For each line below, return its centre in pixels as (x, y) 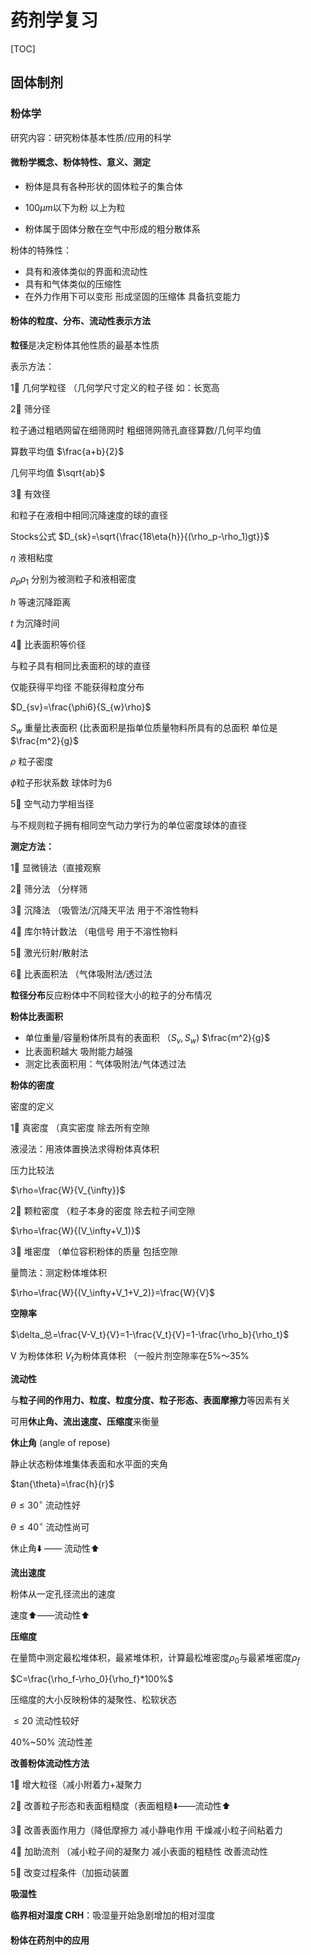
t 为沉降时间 (35, 623)
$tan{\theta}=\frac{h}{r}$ (62, 1484)
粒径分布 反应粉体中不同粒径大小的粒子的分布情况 (111, 995)
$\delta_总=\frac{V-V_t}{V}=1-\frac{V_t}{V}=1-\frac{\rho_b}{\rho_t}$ (150, 1335)
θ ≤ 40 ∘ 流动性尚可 (50, 1526)
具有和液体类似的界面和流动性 (86, 271)
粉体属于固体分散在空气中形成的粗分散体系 (112, 228)
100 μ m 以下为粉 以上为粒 (75, 207)
